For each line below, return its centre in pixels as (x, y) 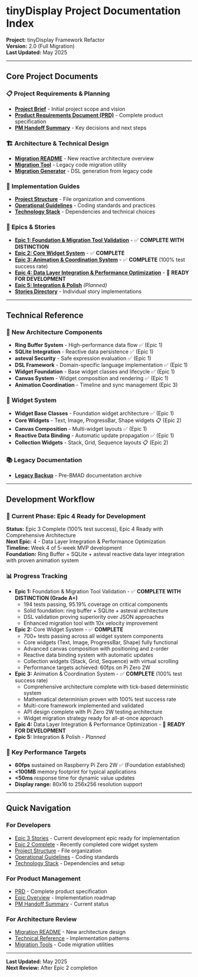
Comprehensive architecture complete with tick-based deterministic (106, 686)
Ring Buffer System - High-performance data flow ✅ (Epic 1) (89, 345)
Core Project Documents (52, 77)
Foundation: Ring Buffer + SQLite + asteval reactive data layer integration (95, 554)
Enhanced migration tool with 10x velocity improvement (90, 623)
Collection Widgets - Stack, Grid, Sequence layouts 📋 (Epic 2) (92, 442)
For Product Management (43, 878)
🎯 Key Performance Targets (46, 752)
